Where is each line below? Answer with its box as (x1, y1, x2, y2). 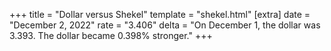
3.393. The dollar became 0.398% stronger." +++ (9, 30, 213, 41)
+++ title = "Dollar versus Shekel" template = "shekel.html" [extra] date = (9, 9, 311, 20)
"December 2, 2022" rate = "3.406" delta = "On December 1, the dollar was (9, 19, 321, 31)
